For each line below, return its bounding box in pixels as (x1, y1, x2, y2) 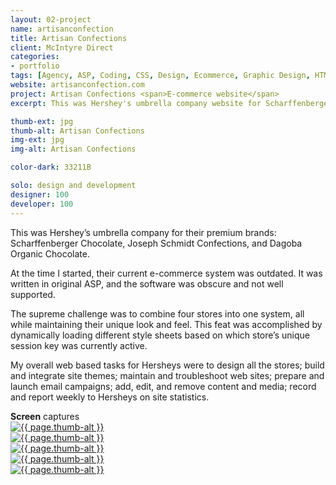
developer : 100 (10, 199, 74, 209)
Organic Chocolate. (10, 247, 90, 260)
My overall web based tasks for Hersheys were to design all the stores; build (10, 359, 325, 371)
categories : (10, 52, 60, 62)
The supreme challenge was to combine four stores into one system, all (10, 307, 305, 320)
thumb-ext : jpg (10, 116, 74, 126)
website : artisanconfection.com (10, 80, 145, 90)
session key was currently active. (10, 339, 148, 351)
